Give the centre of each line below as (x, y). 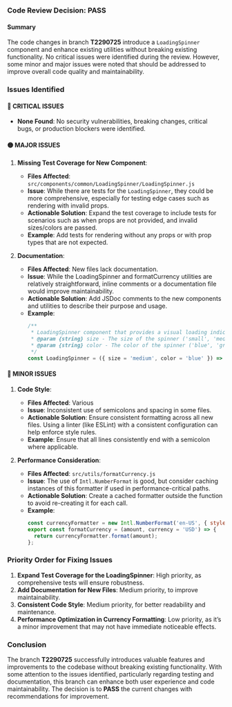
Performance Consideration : (59, 460)
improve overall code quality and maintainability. (76, 72)
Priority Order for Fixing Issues (60, 560)
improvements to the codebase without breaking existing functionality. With (115, 667)
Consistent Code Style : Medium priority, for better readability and (111, 605)
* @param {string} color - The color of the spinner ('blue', (122, 346)
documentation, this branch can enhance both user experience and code (111, 681)
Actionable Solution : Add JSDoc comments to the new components (124, 299)
